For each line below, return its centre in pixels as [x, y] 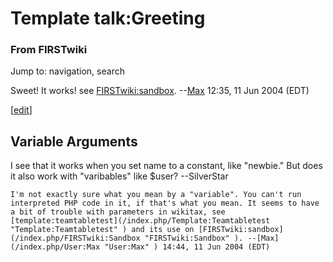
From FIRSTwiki [49, 50]
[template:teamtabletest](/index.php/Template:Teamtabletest [140, 221]
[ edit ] [21, 110]
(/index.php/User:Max [55, 247]
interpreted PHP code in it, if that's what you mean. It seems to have [165, 203]
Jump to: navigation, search [67, 71]
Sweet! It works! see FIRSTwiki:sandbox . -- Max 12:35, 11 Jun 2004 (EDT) [160, 91]
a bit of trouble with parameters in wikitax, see [118, 212]
